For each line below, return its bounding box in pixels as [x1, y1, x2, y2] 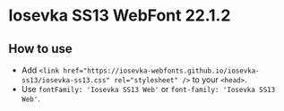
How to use [8, 41, 73, 56]
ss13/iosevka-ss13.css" [21, 76, 111, 85]
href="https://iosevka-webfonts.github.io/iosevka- [63, 66, 261, 75]
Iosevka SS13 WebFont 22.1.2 [8, 5, 231, 26]
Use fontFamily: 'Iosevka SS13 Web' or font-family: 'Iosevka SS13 [21, 84, 276, 94]
